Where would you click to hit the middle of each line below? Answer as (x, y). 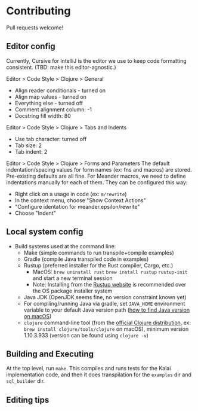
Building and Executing (50, 354)
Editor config (31, 46)
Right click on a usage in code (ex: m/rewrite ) (71, 194)
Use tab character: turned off (51, 139)
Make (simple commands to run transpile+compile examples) (99, 252)
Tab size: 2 (28, 145)
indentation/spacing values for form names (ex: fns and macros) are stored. (99, 169)
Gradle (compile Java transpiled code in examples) (86, 259)
